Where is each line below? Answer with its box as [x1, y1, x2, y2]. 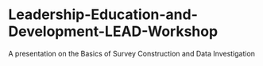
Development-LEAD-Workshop [8, 22, 219, 41]
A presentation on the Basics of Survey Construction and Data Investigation [8, 49, 256, 58]
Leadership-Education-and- [8, 6, 199, 24]
